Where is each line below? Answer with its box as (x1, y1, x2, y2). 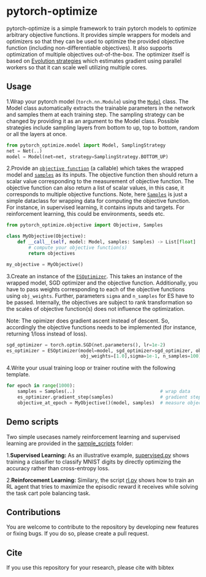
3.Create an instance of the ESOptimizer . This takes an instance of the (6, 272, 183, 280)
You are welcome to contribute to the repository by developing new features (6, 523, 199, 531)
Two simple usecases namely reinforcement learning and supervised (6, 433, 181, 440)
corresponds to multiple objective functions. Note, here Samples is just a (6, 191, 188, 198)
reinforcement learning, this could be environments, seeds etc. (6, 210, 165, 218)
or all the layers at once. (6, 130, 67, 137)
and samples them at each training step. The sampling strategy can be (6, 110, 185, 118)
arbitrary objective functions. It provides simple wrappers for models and (6, 31, 191, 38)
